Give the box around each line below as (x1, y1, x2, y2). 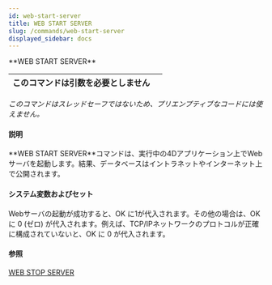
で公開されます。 (8, 169, 65, 179)
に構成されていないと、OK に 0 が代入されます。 (8, 228, 170, 239)
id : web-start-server (8, 11, 82, 20)
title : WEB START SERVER (8, 19, 92, 28)
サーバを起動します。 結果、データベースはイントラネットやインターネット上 (8, 159, 263, 168)
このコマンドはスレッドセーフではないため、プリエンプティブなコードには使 (8, 99, 263, 109)
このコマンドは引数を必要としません (12, 78, 151, 89)
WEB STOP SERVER (8, 267, 74, 277)
